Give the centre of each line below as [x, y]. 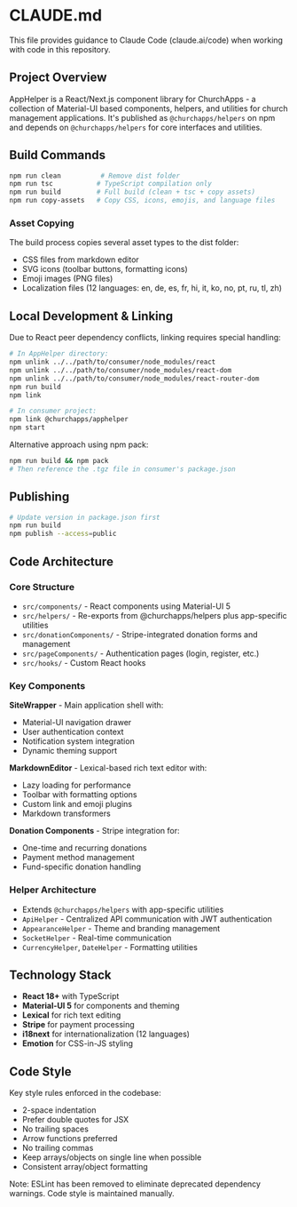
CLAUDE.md [56, 16]
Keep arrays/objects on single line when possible [112, 1157]
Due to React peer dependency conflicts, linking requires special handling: [145, 338]
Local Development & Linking [91, 316]
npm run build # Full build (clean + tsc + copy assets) [132, 192]
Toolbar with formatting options [79, 795]
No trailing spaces [55, 1129]
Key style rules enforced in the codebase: [85, 1093]
